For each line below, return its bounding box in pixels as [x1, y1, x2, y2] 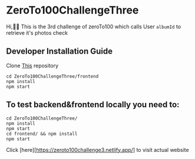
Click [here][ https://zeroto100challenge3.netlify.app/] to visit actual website [6, 146, 190, 153]
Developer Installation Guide [6, 47, 113, 57]
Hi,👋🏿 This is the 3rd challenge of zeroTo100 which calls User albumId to [6, 23, 181, 30]
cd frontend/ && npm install [6, 131, 78, 137]
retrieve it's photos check [6, 29, 68, 36]
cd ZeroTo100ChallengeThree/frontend [6, 73, 99, 79]
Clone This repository [6, 62, 59, 69]
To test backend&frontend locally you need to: [6, 100, 180, 110]
